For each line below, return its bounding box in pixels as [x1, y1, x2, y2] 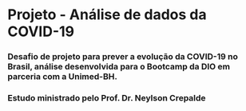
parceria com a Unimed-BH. [7, 71, 117, 82]
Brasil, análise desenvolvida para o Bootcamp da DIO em [7, 61, 231, 73]
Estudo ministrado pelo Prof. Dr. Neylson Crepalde [7, 93, 206, 104]
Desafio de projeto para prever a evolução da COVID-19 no [7, 51, 239, 62]
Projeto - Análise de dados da [7, 6, 207, 24]
